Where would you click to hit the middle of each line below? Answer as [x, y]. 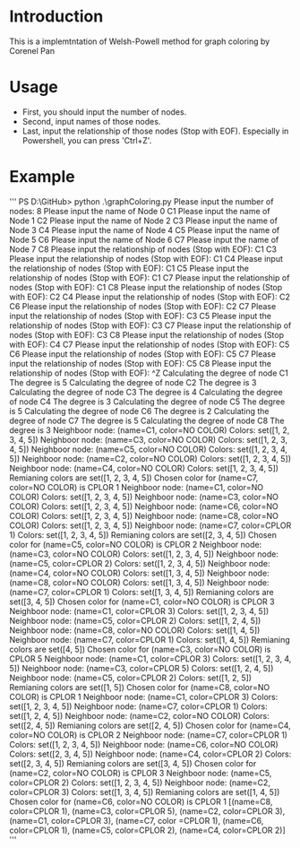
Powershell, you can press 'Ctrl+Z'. [87, 140]
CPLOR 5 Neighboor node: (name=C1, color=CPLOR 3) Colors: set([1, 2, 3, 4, [150, 658]
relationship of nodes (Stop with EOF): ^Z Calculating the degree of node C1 [149, 373]
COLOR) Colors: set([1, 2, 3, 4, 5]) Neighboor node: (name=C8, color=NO [144, 515]
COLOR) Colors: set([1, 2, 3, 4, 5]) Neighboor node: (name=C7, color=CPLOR [150, 525]
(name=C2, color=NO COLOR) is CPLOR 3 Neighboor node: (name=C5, [141, 773]
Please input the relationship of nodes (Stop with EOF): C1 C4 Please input [146, 258]
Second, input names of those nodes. [91, 121]
